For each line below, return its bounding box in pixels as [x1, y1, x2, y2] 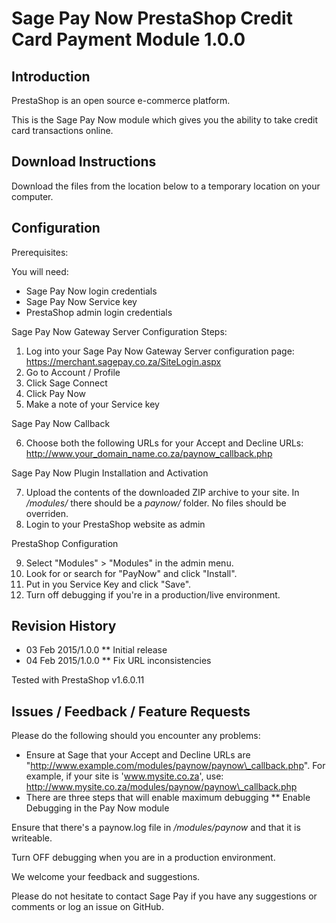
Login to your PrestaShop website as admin [25, 518, 206, 530]
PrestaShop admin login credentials [25, 306, 173, 318]
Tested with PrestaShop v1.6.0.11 [11, 674, 145, 686]
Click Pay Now [25, 387, 86, 399]
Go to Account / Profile [25, 366, 121, 378]
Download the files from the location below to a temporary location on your [11, 180, 321, 192]
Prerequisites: [11, 246, 69, 258]
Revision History [11, 618, 117, 635]
